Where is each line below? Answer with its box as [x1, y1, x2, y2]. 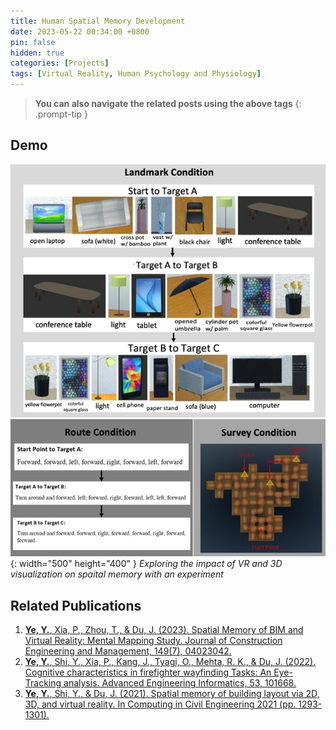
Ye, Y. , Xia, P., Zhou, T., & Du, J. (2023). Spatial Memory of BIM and [24, 624, 304, 636]
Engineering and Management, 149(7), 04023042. [24, 645, 232, 657]
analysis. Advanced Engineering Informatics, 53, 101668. [63, 677, 297, 689]
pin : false [10, 37, 56, 47]
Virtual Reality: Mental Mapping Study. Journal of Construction [24, 635, 283, 647]
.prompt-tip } [34, 108, 88, 120]
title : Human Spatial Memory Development [10, 16, 186, 26]
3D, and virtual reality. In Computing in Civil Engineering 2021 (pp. [24, 698, 297, 710]
